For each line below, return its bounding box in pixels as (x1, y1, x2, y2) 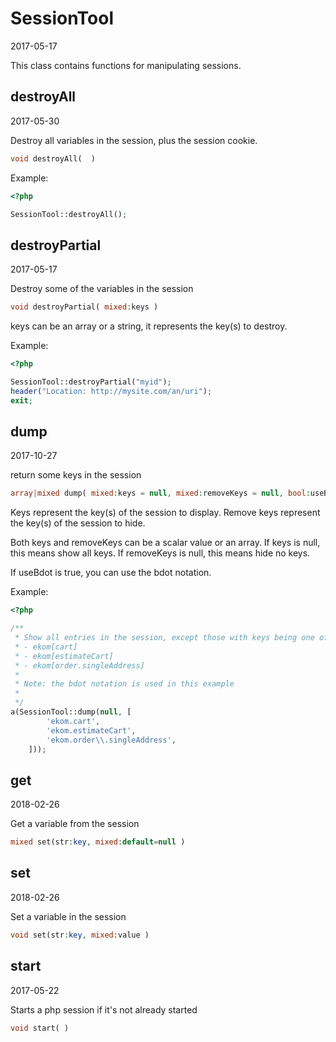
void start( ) (10, 1023, 70, 1033)
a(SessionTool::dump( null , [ (10, 707, 132, 717)
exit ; (10, 395, 33, 406)
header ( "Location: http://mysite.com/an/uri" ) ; (10, 386, 213, 396)
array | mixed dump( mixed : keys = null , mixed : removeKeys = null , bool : (10, 488, 311, 499)
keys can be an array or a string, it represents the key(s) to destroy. (10, 320, 288, 332)
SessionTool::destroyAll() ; (10, 209, 128, 219)
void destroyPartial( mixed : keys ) (10, 302, 159, 312)
